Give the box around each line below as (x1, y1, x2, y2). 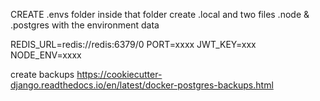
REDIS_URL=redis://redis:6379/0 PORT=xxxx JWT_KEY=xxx (10, 39, 257, 50)
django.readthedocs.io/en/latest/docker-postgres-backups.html (10, 79, 274, 91)
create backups (10, 69, 75, 80)
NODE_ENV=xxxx (10, 49, 82, 61)
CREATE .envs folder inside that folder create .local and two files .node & (10, 9, 310, 20)
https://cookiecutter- (76, 69, 163, 80)
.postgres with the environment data (10, 19, 160, 31)
